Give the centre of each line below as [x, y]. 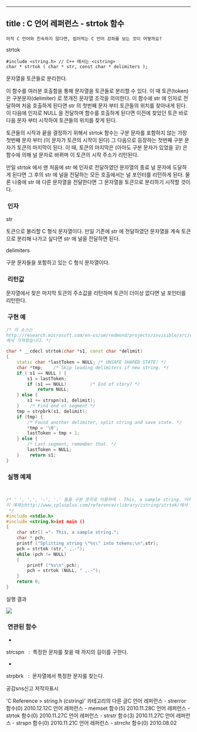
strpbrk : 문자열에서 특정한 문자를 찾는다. [55, 676]
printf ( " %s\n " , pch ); [54, 565]
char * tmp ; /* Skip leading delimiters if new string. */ [93, 367]
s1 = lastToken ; [47, 379]
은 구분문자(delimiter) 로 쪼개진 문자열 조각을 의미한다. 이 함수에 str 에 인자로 [94, 98]
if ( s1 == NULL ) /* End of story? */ [84, 384]
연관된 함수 [22, 627]
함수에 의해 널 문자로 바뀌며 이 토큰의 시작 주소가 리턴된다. [72, 155]
